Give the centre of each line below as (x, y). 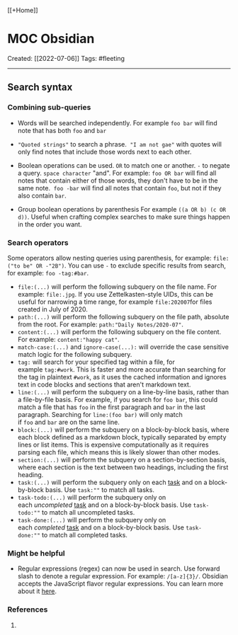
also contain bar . (42, 195)
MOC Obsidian (51, 39)
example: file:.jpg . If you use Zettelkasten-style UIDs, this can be (115, 294)
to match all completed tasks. (84, 534)
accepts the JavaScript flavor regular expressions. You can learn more (120, 584)
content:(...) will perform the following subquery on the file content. (119, 331)
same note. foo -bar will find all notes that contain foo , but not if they (119, 188)
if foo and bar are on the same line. (69, 422)
